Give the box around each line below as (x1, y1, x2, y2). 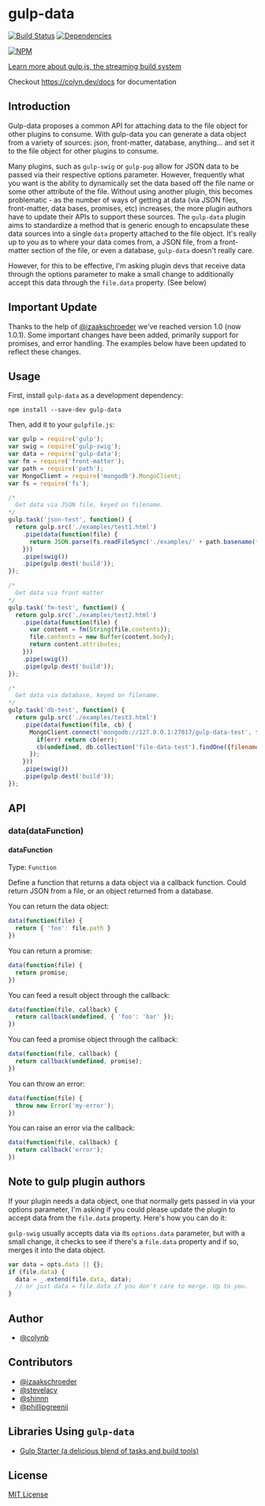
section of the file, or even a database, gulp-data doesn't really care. (31, 245, 255, 255)
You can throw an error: (8, 1079, 85, 1088)
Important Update (8, 301, 97, 314)
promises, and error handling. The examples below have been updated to (8, 338, 247, 348)
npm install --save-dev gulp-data (8, 406, 122, 414)
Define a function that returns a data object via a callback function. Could (8, 878, 247, 887)
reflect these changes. (8, 347, 81, 356)
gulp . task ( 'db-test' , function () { (8, 706, 125, 715)
